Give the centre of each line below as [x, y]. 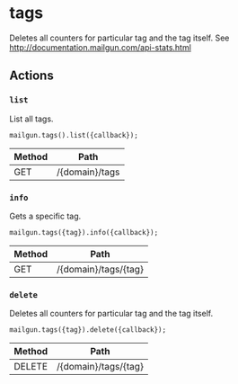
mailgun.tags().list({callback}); [74, 135]
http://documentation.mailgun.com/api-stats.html [100, 47]
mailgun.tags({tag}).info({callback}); [84, 232]
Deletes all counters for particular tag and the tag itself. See [119, 38]
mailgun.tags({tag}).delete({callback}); [88, 330]
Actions [31, 76]
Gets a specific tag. [45, 216]
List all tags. [31, 119]
